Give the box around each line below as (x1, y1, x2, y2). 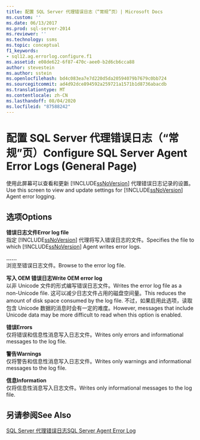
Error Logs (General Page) (6, 159, 137, 173)
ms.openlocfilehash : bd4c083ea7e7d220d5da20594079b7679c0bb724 (6, 76, 167, 82)
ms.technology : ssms (6, 37, 58, 43)
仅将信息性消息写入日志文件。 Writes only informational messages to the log (6, 384, 192, 391)
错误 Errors (6, 324, 33, 331)
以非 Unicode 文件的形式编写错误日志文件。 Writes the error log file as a (6, 282, 182, 290)
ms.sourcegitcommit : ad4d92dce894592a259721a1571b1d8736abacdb (6, 82, 167, 88)
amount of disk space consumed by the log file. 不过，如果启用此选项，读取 (6, 297, 193, 305)
